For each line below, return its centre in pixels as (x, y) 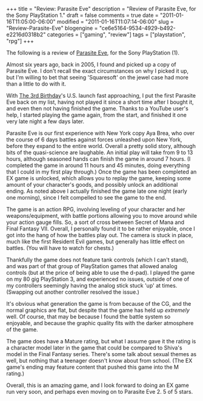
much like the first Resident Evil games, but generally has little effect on (95, 241)
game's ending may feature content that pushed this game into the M (92, 367)
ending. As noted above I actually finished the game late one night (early (97, 191)
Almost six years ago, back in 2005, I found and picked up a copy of (92, 64)
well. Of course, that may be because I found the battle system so (88, 317)
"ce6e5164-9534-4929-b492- (137, 28)
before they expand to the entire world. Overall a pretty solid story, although (101, 146)
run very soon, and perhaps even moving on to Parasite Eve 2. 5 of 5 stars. (100, 392)
